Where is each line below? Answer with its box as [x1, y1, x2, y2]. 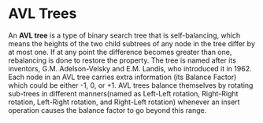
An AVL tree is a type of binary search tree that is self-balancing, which [8, 31, 241, 40]
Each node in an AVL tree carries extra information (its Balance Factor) [8, 72, 237, 81]
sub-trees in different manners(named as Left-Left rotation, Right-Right [8, 89, 239, 98]
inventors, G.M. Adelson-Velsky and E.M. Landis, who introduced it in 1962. [8, 63, 252, 73]
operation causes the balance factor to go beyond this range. [8, 105, 207, 114]
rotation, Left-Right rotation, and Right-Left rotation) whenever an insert [8, 97, 240, 107]
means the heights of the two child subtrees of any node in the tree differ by [8, 38, 256, 48]
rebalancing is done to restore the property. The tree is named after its [8, 56, 236, 65]
